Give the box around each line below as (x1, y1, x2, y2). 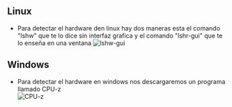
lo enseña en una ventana (17, 38, 92, 47)
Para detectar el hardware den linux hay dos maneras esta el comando (17, 24, 221, 32)
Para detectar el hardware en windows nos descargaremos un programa (17, 77, 226, 85)
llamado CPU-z (17, 85, 61, 93)
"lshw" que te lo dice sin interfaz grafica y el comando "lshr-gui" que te (17, 31, 223, 40)
